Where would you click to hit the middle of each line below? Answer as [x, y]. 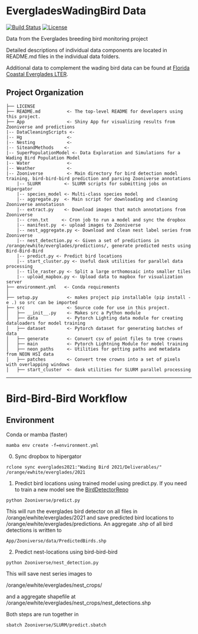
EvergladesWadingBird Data [76, 11]
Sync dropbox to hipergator [48, 456]
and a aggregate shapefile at [41, 596]
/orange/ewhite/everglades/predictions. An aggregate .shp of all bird [89, 524]
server [14, 282]
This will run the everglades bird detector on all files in [72, 511]
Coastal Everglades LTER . [37, 74]
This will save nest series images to [49, 573]
